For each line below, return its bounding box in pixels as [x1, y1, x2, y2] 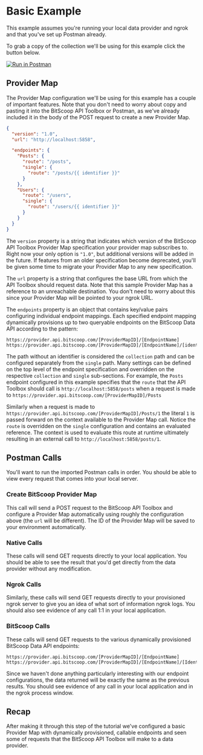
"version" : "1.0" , [11, 131, 59, 137]
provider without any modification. [6, 565, 92, 572]
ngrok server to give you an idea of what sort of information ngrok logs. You [6, 601, 195, 608]
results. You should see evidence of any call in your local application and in [6, 682, 193, 690]
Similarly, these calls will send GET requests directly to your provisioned [6, 594, 185, 601]
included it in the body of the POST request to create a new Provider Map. [6, 113, 190, 120]
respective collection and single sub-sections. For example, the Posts [6, 372, 184, 379]
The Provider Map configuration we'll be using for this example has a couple [6, 94, 196, 101]
